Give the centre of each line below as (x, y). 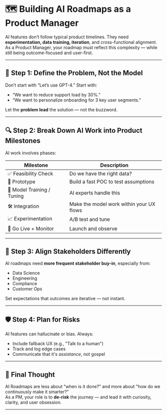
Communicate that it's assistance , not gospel (59, 354)
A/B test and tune (90, 219)
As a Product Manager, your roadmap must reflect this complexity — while (81, 47)
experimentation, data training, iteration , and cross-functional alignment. (81, 42)
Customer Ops (27, 289)
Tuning (16, 196)
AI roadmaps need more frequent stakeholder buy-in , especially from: (78, 263)
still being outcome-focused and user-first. (49, 53)
